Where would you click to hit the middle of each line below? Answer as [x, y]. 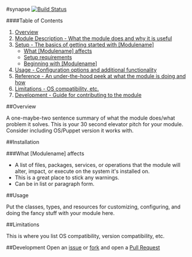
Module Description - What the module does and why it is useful [93, 38]
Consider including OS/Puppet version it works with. [70, 131]
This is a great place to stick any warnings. [67, 177]
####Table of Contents [35, 20]
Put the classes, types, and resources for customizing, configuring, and [93, 207]
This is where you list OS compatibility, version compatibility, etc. [85, 236]
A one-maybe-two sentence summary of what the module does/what [91, 118]
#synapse [18, 9]
